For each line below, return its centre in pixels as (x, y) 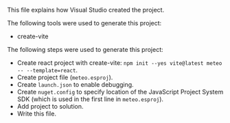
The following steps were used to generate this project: (85, 50)
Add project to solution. (50, 106)
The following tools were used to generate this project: (84, 23)
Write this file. (37, 113)
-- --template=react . (47, 70)
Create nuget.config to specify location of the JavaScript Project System (120, 92)
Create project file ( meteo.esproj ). (65, 77)
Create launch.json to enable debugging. (75, 84)
